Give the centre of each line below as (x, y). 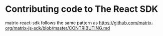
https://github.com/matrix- (126, 23)
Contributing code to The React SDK (82, 9)
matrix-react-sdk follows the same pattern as (52, 23)
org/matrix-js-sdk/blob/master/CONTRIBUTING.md (58, 28)
